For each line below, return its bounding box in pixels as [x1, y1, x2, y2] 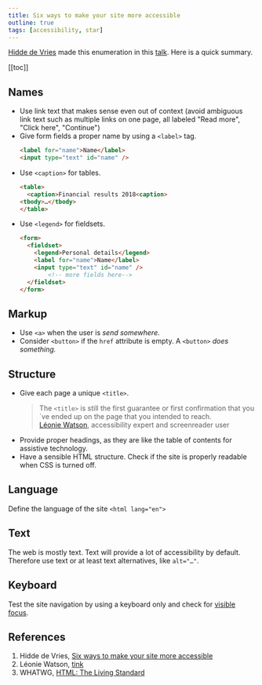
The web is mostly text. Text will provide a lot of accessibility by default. [8, 547, 241, 557]
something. [19, 344, 56, 354]
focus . [8, 607, 29, 617]
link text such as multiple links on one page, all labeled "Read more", [19, 115, 241, 124]
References [8, 630, 66, 643]
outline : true [8, 19, 55, 27]
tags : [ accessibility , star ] [8, 26, 104, 34]
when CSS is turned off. [19, 461, 96, 470]
